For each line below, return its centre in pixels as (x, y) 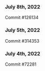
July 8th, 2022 (22, 7)
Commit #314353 (22, 41)
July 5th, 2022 (22, 30)
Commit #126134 (22, 18)
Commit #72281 (21, 64)
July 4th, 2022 (23, 53)
